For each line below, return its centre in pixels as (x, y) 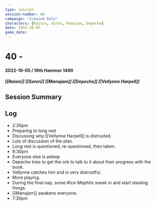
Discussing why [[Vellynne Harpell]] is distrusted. (62, 136)
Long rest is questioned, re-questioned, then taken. (64, 146)
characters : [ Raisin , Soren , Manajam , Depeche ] (55, 23)
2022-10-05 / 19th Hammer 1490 (39, 70)
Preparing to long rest (34, 131)
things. (19, 188)
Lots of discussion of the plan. (43, 141)
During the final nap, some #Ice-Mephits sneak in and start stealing (80, 183)
